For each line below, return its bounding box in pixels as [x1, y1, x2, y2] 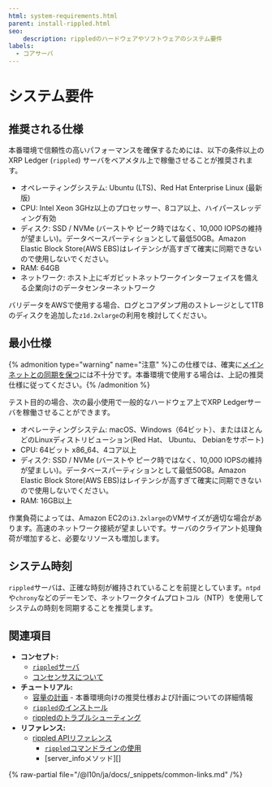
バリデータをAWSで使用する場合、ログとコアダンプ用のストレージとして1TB [8, 300, 264, 310]
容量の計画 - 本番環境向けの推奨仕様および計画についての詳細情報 [32, 693, 253, 702]
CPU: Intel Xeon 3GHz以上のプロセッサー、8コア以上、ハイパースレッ [19, 203, 254, 212]
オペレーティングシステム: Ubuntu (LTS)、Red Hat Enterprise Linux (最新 [19, 183, 263, 192]
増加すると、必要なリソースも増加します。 [22, 533, 164, 543]
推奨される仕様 [8, 122, 84, 136]
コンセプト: [19, 652, 59, 662]
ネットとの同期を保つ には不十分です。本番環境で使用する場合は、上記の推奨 [8, 369, 264, 379]
